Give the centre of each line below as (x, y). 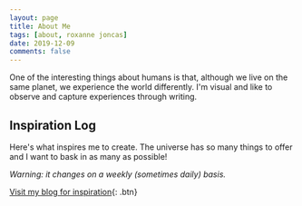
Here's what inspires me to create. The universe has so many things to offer (151, 147)
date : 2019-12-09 (42, 43)
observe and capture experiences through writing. (103, 97)
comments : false (40, 52)
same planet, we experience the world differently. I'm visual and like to (141, 87)
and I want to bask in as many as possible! (88, 156)
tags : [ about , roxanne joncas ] (68, 34)
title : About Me (40, 26)
